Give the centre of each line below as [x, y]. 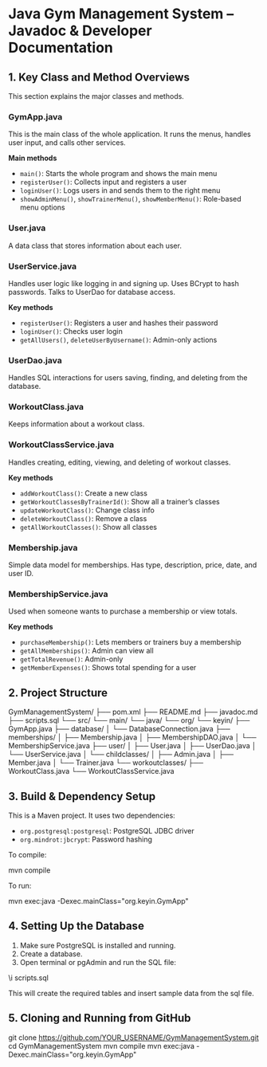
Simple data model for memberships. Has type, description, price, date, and [133, 565]
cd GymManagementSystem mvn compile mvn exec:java [102, 1045]
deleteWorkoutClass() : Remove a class [83, 518]
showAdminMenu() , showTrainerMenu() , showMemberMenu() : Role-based [130, 199]
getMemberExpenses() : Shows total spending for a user [108, 668]
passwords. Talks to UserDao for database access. [92, 292]
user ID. [21, 574]
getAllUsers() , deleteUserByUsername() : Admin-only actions [118, 339]
